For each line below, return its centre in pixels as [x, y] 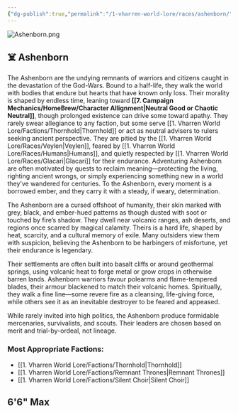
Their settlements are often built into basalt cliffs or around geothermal [110, 264]
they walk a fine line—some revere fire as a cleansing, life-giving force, [111, 294]
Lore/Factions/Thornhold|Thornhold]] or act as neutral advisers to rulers [113, 131]
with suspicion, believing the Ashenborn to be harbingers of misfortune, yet [118, 243]
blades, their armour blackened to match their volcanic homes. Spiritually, [115, 287]
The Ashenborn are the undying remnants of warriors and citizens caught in [118, 78]
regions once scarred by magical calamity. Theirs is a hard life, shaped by [115, 227]
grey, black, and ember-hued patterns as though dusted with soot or [107, 213]
